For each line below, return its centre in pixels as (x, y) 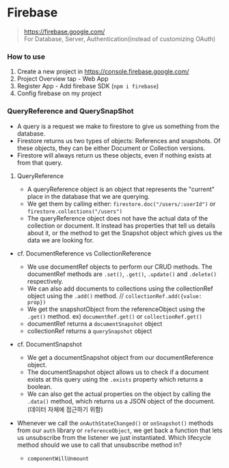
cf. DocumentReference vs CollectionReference (84, 253)
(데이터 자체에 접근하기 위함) (65, 409)
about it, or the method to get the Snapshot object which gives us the (125, 233)
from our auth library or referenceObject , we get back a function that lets (120, 430)
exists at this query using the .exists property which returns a (115, 379)
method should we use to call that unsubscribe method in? (99, 445)
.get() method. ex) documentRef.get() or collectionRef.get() (115, 316)
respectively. (45, 281)
